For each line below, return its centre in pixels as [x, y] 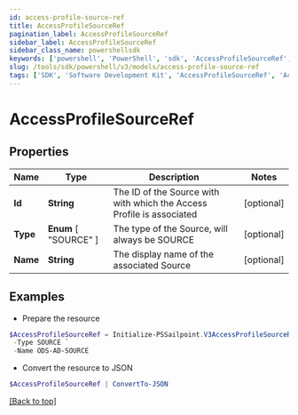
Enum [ [63, 228]
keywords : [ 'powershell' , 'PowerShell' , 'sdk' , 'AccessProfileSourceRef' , [150, 59]
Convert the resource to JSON [77, 368]
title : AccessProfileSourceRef [67, 26]
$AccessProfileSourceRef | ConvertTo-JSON [89, 384]
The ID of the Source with [166, 192]
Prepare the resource [61, 318]
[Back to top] [33, 402]
